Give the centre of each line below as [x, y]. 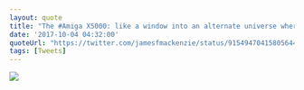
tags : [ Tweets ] [38, 51]
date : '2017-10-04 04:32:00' [64, 34]
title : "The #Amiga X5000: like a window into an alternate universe [143, 26]
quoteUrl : [28, 43]
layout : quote [36, 18]
